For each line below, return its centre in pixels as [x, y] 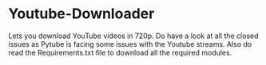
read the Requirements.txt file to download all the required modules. [120, 52]
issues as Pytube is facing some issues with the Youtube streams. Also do [130, 44]
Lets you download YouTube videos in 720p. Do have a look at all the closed [133, 36]
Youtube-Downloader [81, 14]
